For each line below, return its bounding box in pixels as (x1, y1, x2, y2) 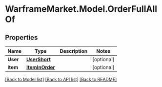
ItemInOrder (26, 64, 55, 70)
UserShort (26, 56, 51, 63)
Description (60, 48, 88, 54)
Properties (5, 33, 38, 42)
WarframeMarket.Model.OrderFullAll (5, 3, 158, 15)
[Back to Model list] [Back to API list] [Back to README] (5, 77, 117, 82)
